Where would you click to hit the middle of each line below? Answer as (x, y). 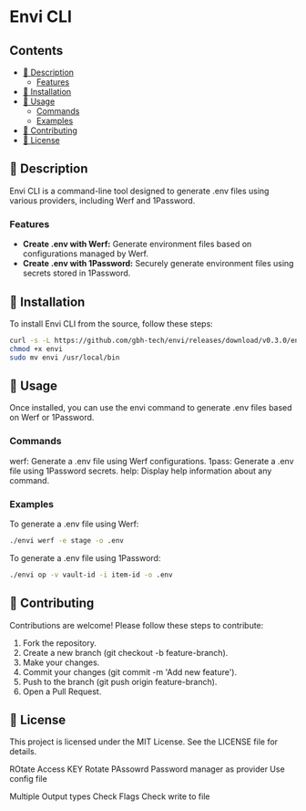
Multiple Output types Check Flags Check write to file (110, 796)
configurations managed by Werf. (85, 254)
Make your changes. (61, 662)
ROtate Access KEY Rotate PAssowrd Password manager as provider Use (147, 769)
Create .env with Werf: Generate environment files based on (137, 244)
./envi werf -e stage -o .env (67, 540)
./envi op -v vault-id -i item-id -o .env (91, 575)
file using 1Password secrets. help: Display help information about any (141, 471)
